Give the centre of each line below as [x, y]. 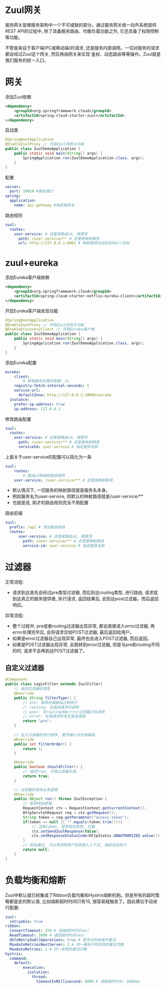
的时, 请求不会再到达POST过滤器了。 [50, 651]
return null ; [36, 850]
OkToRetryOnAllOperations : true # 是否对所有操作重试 [63, 940]
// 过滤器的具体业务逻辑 [36, 790]
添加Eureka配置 [21, 362]
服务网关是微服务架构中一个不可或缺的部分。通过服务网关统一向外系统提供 [81, 25]
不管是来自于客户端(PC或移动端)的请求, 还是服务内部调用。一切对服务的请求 [82, 48]
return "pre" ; [37, 721]
